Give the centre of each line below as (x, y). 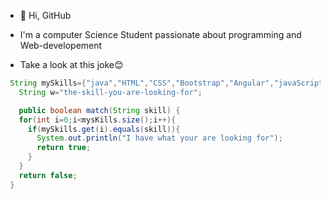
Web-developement (61, 45)
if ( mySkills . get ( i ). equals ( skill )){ (104, 129)
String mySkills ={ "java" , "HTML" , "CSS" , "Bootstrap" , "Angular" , (142, 83)
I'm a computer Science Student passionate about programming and (160, 34)
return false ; (48, 175)
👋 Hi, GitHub (45, 15)
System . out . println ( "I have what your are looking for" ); (159, 138)
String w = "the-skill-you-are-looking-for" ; (110, 92)
